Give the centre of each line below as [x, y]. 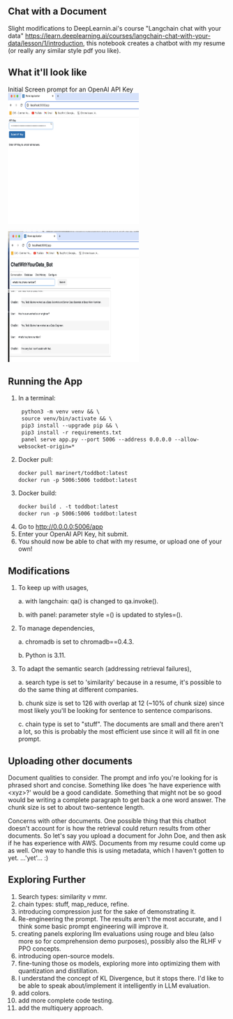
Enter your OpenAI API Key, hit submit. [73, 534]
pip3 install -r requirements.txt [72, 433]
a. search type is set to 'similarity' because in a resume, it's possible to [120, 682]
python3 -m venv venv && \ [60, 412]
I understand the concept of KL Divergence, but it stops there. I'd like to [121, 978]
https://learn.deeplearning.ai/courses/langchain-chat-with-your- [118, 36]
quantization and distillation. [59, 971]
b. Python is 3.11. [42, 656]
